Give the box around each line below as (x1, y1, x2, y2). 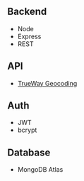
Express (17, 32, 42, 40)
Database (7, 146, 51, 158)
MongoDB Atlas (17, 165, 64, 174)
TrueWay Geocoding (17, 79, 78, 87)
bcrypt (17, 126, 37, 134)
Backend (7, 6, 47, 18)
